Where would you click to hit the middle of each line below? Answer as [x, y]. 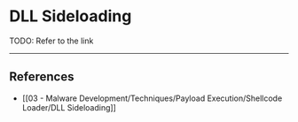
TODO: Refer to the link [51, 41]
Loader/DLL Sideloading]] [69, 107]
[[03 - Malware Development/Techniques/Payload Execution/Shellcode [152, 98]
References [42, 77]
